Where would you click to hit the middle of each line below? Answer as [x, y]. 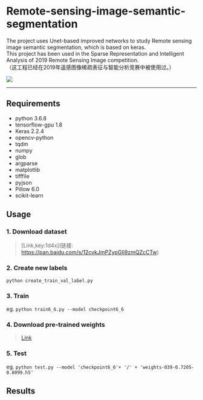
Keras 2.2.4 [29, 131]
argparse [26, 163]
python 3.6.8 [31, 118]
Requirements [33, 104]
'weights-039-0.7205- [167, 367]
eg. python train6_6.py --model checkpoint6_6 [65, 309]
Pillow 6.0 [27, 189]
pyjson [23, 182]
